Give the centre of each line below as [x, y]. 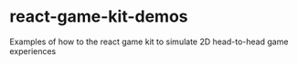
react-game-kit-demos [99, 17]
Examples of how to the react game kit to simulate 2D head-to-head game [149, 42]
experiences [33, 51]
